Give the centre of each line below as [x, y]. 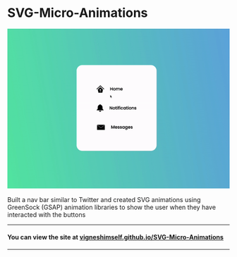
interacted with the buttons [47, 214]
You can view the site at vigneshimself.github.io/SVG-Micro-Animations [116, 237]
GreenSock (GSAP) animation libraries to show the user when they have [112, 207]
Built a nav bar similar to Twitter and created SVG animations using [104, 199]
